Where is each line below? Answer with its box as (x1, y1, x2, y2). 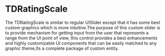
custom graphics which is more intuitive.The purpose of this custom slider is (5, 24, 161, 30)
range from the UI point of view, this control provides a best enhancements (5, 35, 158, 41)
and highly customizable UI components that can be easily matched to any (5, 40, 157, 46)
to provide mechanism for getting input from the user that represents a (5, 30, 149, 36)
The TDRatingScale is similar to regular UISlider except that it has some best (5, 19, 161, 25)
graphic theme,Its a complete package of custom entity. (5, 45, 119, 51)
